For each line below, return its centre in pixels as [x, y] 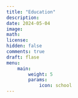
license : [17, 40]
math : [13, 35]
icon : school [55, 86]
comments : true [26, 52]
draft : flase [23, 57]
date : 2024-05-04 [28, 23]
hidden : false [24, 46]
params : [38, 80]
